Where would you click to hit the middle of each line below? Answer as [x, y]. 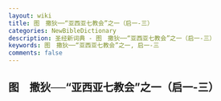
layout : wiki [30, 16]
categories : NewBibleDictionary [62, 30]
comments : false [35, 53]
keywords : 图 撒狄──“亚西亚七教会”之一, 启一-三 [84, 46]
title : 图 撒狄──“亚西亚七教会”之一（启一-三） [81, 23]
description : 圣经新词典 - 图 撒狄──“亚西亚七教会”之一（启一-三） [112, 38]
